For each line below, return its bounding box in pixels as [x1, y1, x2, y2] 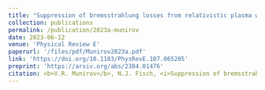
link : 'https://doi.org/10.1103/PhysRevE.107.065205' [8, 56, 189, 63]
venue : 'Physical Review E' [8, 41, 101, 49]
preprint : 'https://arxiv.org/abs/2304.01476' [8, 63, 164, 70]
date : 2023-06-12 [8, 33, 65, 41]
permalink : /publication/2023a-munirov [8, 26, 140, 34]
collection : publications [8, 19, 93, 27]
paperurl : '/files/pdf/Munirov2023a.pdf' [8, 48, 147, 56]
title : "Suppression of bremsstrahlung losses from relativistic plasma [8, 11, 252, 20]
